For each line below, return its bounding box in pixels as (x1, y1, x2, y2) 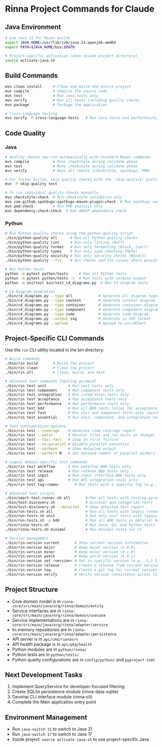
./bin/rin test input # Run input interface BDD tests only (5, 473, 147, 478)
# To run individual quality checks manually (5, 191, 98, 195)
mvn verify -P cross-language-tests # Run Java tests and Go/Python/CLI (5, 116, 160, 121)
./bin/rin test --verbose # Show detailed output (5, 446, 116, 452)
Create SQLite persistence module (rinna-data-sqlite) (12, 689, 119, 695)
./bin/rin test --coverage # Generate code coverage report (5, 428, 136, 433)
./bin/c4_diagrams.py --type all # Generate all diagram (5, 294, 147, 298)
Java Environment (5, 23, 61, 31)
